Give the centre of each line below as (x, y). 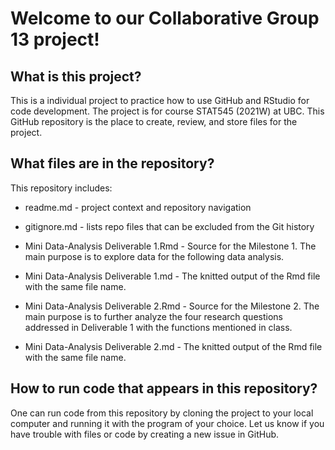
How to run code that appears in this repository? (164, 388)
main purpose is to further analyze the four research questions (153, 316)
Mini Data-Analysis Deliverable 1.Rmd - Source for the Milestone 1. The (170, 246)
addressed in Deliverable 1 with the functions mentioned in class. (158, 327)
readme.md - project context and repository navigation (138, 207)
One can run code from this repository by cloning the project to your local (162, 413)
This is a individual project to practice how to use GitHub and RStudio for (160, 100)
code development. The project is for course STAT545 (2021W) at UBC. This (167, 111)
